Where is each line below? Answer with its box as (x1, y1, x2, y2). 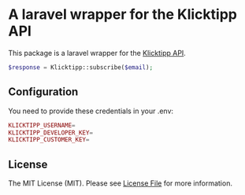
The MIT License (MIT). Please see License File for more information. (8, 178, 232, 188)
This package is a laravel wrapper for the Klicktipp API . (8, 48, 187, 57)
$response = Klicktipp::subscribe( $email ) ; (8, 63, 154, 72)
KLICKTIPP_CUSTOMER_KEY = (8, 136, 90, 144)
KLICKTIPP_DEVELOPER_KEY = (8, 128, 93, 137)
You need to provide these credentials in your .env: (8, 106, 174, 116)
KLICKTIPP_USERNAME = (8, 121, 76, 129)
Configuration (8, 85, 79, 99)
